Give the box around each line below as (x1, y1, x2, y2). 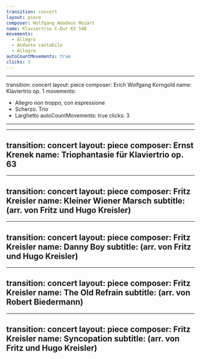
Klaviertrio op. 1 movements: (6, 88, 77, 95)
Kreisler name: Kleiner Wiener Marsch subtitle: (6, 195, 185, 206)
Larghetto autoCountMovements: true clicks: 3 (14, 111, 130, 119)
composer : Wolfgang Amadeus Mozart (6, 20, 95, 26)
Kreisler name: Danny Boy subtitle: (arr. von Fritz (6, 242, 191, 252)
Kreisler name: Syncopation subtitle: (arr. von (6, 334, 180, 344)
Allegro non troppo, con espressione (14, 99, 105, 106)
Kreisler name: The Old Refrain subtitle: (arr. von (6, 288, 190, 298)
